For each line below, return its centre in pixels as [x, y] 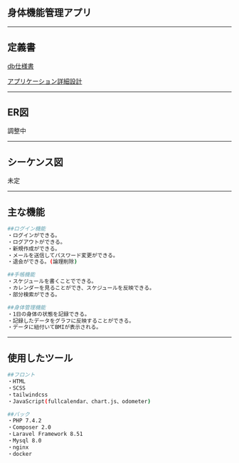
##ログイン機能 [27, 229]
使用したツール [40, 358]
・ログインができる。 [34, 235]
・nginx [18, 447]
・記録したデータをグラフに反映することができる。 [71, 321]
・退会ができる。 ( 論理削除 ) [42, 262]
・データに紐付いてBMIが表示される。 [54, 327]
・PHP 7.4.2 [25, 421]
